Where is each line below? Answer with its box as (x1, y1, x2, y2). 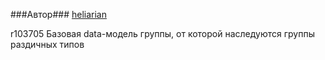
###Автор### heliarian (10, 9, 107, 20)
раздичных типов (10, 39, 85, 50)
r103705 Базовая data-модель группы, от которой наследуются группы (10, 28, 315, 39)
